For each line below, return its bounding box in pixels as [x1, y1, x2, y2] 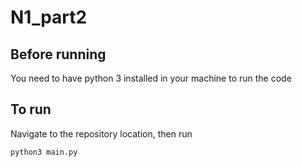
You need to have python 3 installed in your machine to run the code [10, 72, 292, 84]
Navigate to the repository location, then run [10, 127, 193, 140]
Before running [10, 46, 107, 63]
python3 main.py [10, 147, 78, 157]
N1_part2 [10, 6, 88, 29]
